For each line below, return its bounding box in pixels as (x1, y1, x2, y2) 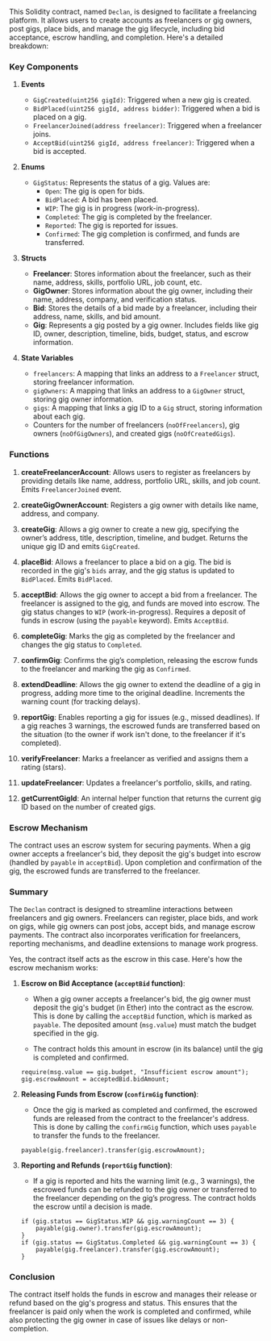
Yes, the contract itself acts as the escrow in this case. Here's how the (9, 955, 243, 964)
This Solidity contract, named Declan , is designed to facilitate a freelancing (9, 7, 257, 16)
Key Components (9, 60, 79, 72)
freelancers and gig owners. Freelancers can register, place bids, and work (9, 913, 259, 922)
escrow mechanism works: (9, 963, 99, 972)
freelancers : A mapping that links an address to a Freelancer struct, (32, 369, 260, 378)
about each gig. (32, 411, 85, 422)
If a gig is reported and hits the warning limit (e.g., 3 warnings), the (32, 1176, 255, 1186)
